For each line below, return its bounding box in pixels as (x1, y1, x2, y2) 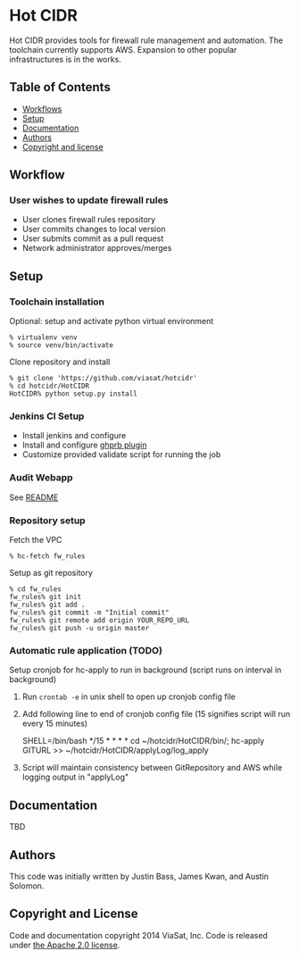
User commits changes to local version (21, 224, 166, 235)
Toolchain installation (9, 296, 105, 308)
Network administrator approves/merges (21, 243, 172, 254)
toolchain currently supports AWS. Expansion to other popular (9, 44, 237, 54)
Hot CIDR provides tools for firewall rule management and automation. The (9, 35, 284, 46)
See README (9, 492, 59, 503)
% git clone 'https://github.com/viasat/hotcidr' (9, 374, 198, 383)
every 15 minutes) (21, 718, 87, 729)
